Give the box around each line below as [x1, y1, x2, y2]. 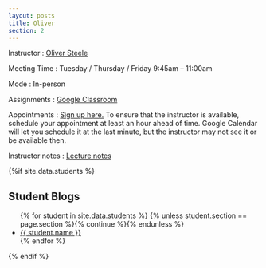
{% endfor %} [19, 236, 66, 246]
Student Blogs [8, 189, 80, 203]
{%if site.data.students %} [8, 167, 96, 176]
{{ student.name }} [19, 228, 81, 238]
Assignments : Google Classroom [8, 95, 118, 104]
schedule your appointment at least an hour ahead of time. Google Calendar [8, 119, 258, 128]
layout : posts [8, 11, 56, 20]
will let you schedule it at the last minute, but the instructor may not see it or [8, 127, 257, 136]
